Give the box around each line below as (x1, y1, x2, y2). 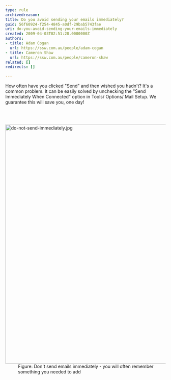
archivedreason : (5, 12, 40, 17)
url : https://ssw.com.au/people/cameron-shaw (10, 55, 108, 60)
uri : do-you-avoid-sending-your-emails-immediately (5, 27, 117, 32)
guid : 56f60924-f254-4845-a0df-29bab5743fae (5, 21, 101, 27)
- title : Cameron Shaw (5, 50, 53, 55)
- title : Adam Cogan (5, 41, 49, 46)
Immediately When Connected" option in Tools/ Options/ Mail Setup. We (5, 94, 157, 100)
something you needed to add (18, 369, 81, 375)
